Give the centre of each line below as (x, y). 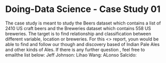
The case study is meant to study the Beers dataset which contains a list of (83, 23)
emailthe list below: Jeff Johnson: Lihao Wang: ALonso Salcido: (71, 55)
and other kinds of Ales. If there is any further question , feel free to (75, 49)
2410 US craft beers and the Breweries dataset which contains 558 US (78, 28)
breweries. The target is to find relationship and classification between (78, 33)
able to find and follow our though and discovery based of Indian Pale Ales (82, 44)
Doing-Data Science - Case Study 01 (83, 9)
